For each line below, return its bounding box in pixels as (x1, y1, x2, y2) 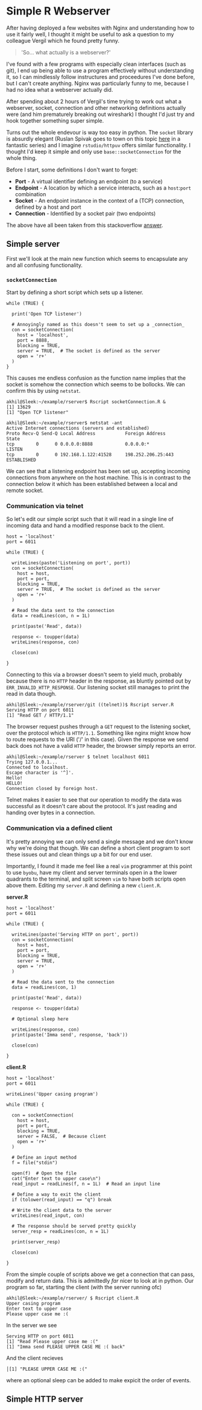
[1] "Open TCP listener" (6, 409, 69, 416)
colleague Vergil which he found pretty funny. (6, 37, 119, 44)
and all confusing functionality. (6, 261, 83, 269)
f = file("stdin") (11, 1160, 58, 1166)
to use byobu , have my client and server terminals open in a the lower (6, 869, 177, 876)
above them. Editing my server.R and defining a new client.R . (6, 881, 162, 888)
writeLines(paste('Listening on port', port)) (11, 560, 131, 566)
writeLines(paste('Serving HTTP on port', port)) (11, 931, 139, 937)
